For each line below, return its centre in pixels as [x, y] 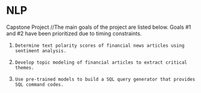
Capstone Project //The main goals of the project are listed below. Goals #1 [99, 27]
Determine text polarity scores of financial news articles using [100, 46]
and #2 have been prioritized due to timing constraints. [74, 33]
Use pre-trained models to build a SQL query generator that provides [105, 79]
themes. [24, 67]
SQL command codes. [39, 85]
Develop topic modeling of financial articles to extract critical [101, 62]
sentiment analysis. [40, 51]
